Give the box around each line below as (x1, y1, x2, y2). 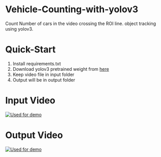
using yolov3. (5, 25, 34, 32)
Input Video (5, 95, 56, 107)
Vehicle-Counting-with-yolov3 (5, 4, 139, 15)
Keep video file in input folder (12, 71, 75, 77)
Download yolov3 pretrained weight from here (12, 66, 109, 72)
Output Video (5, 129, 63, 141)
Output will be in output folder (12, 76, 75, 83)
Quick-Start (5, 44, 56, 56)
